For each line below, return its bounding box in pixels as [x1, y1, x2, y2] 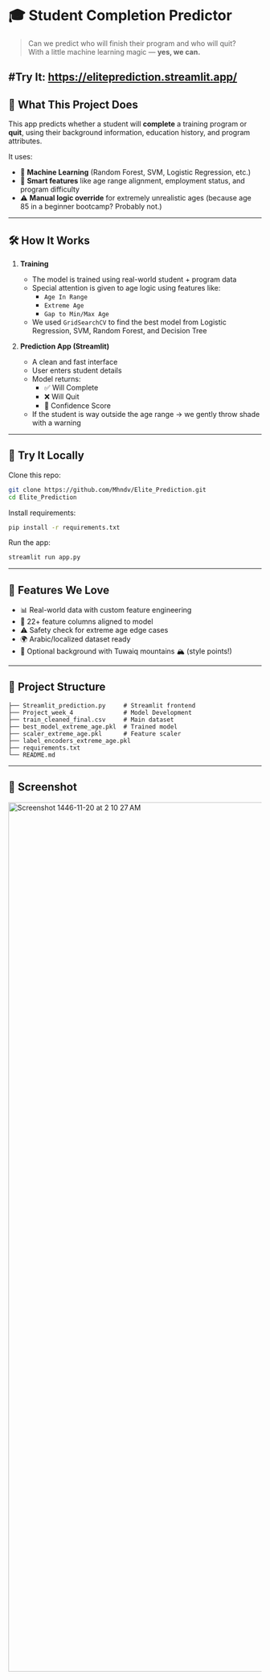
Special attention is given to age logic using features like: [31, 283, 221, 292]
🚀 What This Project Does [8, 97, 139, 111]
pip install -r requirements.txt [8, 523, 121, 531]
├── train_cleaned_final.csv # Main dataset [8, 716, 174, 724]
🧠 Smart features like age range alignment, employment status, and [19, 176, 245, 186]
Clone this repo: [8, 470, 62, 480]
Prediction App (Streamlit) [19, 341, 110, 351]
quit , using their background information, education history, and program [8, 128, 251, 138]
